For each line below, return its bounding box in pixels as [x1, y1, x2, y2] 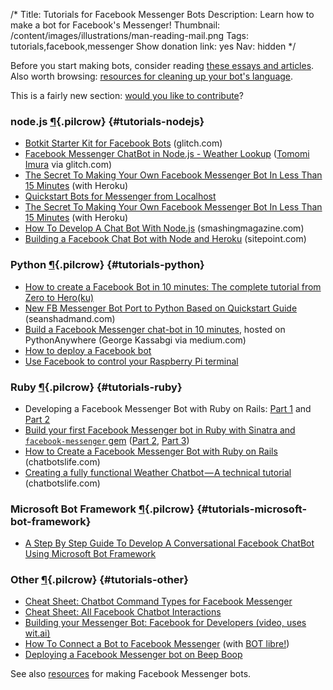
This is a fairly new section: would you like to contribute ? [10, 90, 244, 101]
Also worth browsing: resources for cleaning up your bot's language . [10, 70, 294, 82]
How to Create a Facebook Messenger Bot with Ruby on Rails [24, 445, 278, 457]
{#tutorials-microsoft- [196, 502, 308, 516]
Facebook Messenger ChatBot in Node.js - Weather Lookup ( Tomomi [24, 148, 310, 160]
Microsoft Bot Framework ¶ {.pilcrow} [10, 502, 195, 516]
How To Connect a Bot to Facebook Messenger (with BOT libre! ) [24, 638, 290, 650]
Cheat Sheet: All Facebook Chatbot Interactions [24, 606, 222, 618]
